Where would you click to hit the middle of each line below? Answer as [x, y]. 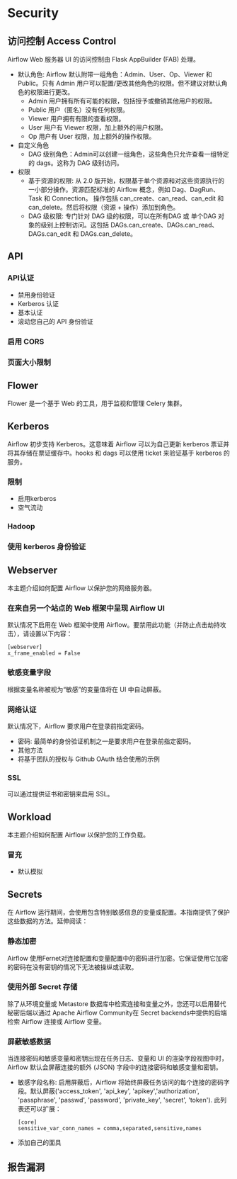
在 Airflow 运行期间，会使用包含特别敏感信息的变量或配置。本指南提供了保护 [118, 913]
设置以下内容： [51, 634]
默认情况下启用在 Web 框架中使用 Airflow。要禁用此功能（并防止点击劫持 [114, 625]
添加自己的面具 [39, 1143]
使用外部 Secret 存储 [42, 987]
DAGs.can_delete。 [108, 234]
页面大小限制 [29, 362]
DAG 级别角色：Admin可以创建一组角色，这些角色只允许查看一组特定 [128, 154]
